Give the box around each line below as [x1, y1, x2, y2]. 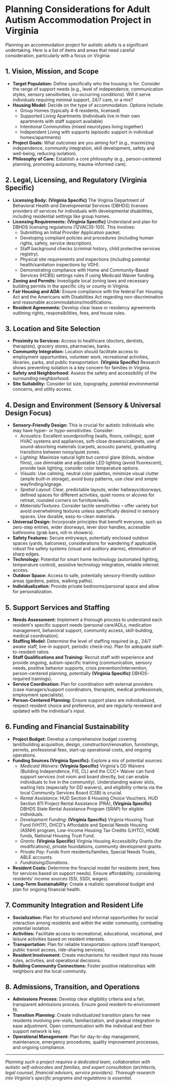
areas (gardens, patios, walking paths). [12, 578, 94, 584]
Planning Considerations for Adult [5, 4, 150, 15]
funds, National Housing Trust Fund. [20, 832, 95, 838]
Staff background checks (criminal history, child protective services [20, 245, 160, 251]
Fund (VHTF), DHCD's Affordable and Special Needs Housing [20, 822, 147, 828]
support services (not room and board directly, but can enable [20, 773, 149, 779]
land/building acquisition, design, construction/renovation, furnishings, [12, 741, 159, 747]
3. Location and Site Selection [5, 324, 101, 333]
